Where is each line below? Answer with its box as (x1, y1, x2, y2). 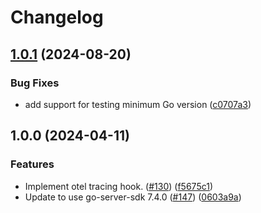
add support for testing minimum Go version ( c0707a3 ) (24, 98, 252, 110)
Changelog (10, 6, 104, 29)
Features (10, 157, 55, 171)
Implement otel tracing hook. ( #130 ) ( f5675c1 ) (24, 180, 214, 192)
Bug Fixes (10, 76, 60, 90)
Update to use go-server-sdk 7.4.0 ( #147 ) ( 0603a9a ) (24, 191, 242, 203)
